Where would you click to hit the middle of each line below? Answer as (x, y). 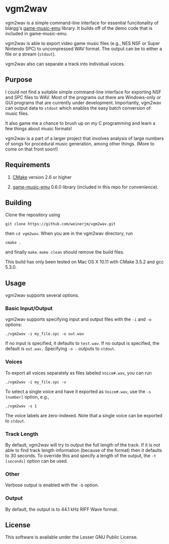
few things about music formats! (39, 128)
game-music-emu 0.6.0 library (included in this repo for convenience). (85, 187)
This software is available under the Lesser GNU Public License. (72, 537)
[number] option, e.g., (27, 397)
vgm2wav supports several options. (42, 295)
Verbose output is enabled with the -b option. (52, 485)
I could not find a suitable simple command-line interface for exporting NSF (83, 92)
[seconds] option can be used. (37, 461)
